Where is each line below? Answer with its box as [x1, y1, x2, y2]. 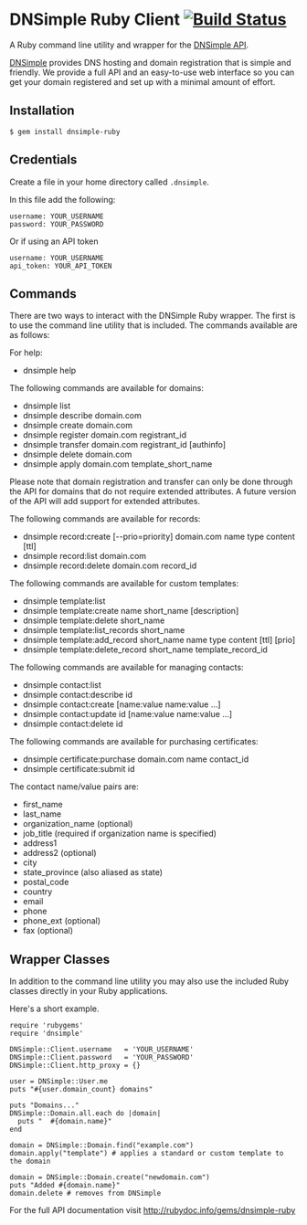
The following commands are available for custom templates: [9, 578, 239, 589]
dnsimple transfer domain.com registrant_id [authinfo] [22, 439, 227, 450]
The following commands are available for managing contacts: [9, 662, 244, 673]
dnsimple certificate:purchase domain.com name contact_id [22, 754, 249, 765]
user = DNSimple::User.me [9, 1077, 108, 1086]
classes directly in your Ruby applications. [9, 986, 168, 997]
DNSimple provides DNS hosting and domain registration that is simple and [9, 57, 291, 68]
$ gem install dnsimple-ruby [9, 127, 121, 136]
